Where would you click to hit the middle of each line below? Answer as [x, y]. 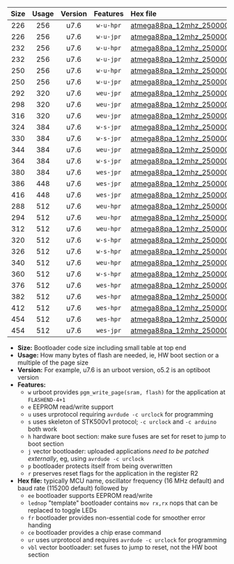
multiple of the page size [53, 362]
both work [42, 429]
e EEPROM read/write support [70, 407]
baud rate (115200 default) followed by [72, 488]
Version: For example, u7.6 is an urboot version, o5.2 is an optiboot [114, 370]
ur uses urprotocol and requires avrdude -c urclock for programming [127, 540]
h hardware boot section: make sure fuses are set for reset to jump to [127, 436]
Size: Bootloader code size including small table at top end [102, 348]
